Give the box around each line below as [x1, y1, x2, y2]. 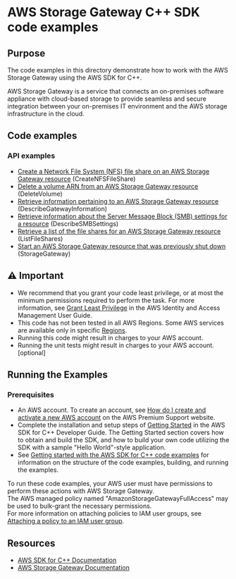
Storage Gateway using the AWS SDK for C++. [7, 73, 142, 82]
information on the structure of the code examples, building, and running [17, 459, 229, 467]
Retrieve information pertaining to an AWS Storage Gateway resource [17, 197, 219, 205]
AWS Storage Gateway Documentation [17, 564, 130, 571]
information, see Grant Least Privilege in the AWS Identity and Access [17, 304, 221, 312]
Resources [7, 537, 56, 549]
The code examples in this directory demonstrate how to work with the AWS [7, 66, 228, 74]
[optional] [17, 348, 46, 356]
